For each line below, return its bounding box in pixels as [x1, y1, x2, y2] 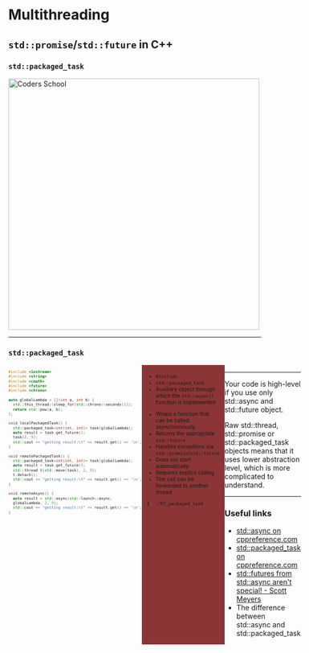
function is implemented [155, 398, 216, 406]
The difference [236, 603, 286, 613]
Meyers [236, 594, 262, 604]
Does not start [155, 456, 191, 464]
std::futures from [236, 569, 292, 578]
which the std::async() [155, 392, 214, 400]
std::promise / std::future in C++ [8, 38, 174, 51]
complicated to [224, 472, 274, 482]
